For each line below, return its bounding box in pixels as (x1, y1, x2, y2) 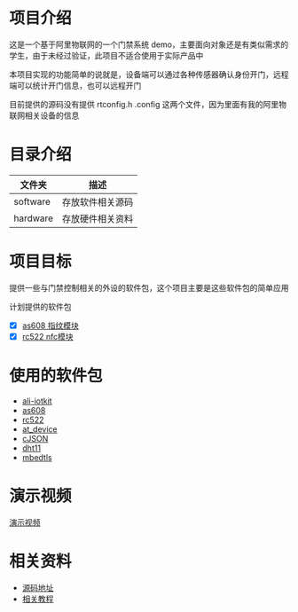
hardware (13, 212, 54, 224)
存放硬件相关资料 (61, 212, 134, 224)
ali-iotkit (21, 396, 52, 406)
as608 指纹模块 (21, 320, 80, 331)
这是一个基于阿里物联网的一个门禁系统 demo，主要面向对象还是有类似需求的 (9, 39, 289, 50)
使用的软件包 (9, 365, 104, 386)
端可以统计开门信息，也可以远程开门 (9, 80, 142, 90)
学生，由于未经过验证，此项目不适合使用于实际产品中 (9, 50, 204, 60)
